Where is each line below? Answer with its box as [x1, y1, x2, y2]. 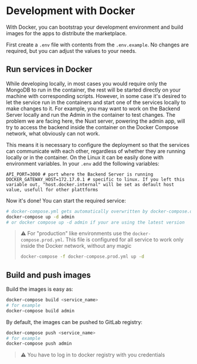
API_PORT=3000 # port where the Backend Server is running [6, 171, 154, 177]
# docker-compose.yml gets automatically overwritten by [6, 208, 148, 214]
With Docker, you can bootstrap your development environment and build [6, 23, 184, 31]
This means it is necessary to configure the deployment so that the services [6, 141, 189, 148]
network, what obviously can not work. [6, 130, 100, 137]
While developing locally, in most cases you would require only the [6, 80, 167, 87]
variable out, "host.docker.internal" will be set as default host [6, 181, 175, 187]
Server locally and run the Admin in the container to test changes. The [6, 111, 176, 118]
